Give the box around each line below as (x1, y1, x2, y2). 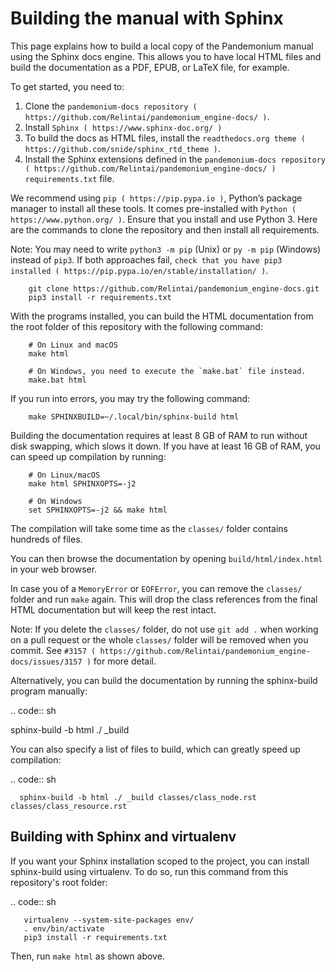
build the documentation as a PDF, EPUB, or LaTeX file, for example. (10, 61, 290, 73)
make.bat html (28, 375, 87, 385)
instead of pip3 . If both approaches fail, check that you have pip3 (10, 253, 283, 266)
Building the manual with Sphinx (10, 7, 284, 30)
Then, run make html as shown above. (10, 950, 165, 962)
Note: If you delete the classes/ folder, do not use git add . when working (10, 623, 319, 635)
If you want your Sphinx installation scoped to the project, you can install (10, 855, 310, 867)
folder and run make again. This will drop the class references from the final (10, 593, 318, 605)
